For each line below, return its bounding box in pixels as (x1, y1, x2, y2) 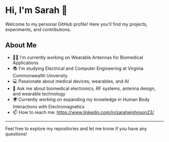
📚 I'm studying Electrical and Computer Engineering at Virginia (12, 65, 144, 71)
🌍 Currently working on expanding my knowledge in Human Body (12, 96, 150, 102)
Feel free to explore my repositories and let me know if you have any (5, 125, 147, 131)
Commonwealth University (12, 72, 68, 78)
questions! (5, 130, 27, 137)
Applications (12, 60, 39, 66)
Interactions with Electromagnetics (12, 103, 84, 109)
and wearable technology (12, 90, 65, 97)
